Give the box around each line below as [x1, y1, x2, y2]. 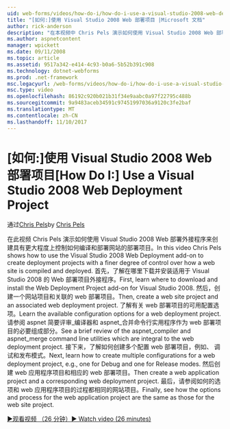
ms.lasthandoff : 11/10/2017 [7, 118, 88, 126]
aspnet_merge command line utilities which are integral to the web [7, 334, 194, 343]
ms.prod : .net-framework [7, 73, 78, 81]
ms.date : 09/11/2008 [7, 49, 66, 56]
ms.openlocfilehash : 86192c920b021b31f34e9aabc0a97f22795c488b [7, 93, 192, 100]
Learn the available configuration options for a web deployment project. [19, 310, 221, 318]
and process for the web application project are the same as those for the [7, 393, 215, 402]
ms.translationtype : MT [7, 106, 75, 113]
